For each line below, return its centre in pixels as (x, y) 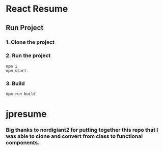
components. (23, 143)
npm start (16, 71)
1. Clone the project (30, 42)
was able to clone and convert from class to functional (74, 136)
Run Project (25, 28)
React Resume (37, 9)
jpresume (26, 114)
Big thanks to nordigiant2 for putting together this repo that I (82, 130)
